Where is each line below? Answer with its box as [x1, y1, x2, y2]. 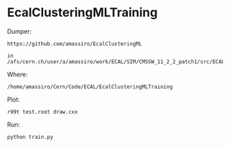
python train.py [7, 133, 53, 140]
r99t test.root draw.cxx [7, 108, 78, 115]
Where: [7, 70, 28, 78]
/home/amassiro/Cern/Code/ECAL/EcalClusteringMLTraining [7, 83, 173, 90]
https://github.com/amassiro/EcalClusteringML [7, 40, 142, 47]
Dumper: [7, 27, 32, 35]
